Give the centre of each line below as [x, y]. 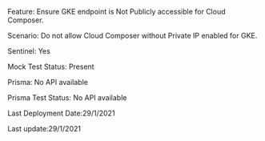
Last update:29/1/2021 [44, 129]
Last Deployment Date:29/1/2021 [61, 113]
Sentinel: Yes [29, 51]
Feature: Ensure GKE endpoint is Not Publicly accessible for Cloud [116, 12]
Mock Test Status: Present [51, 66]
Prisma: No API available [48, 82]
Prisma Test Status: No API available [67, 98]
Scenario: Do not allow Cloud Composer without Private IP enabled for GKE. [132, 36]
